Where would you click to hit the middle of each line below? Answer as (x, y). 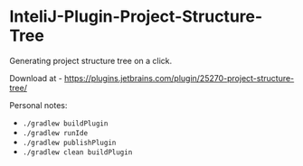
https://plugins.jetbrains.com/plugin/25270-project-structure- (180, 78)
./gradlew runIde (55, 133)
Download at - (36, 78)
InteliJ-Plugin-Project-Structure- (136, 17)
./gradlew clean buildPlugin (77, 152)
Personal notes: (38, 105)
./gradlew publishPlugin (69, 143)
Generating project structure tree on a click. (91, 60)
